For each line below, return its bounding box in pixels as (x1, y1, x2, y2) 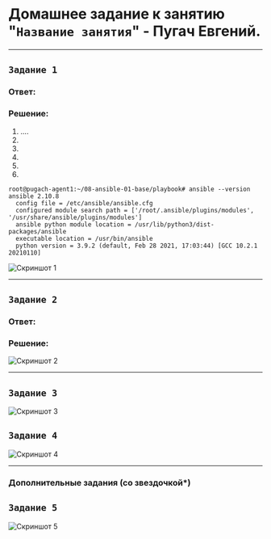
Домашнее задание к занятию (8, 5, 226, 23)
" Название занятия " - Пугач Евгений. (8, 22, 261, 40)
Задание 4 (8, 430, 58, 441)
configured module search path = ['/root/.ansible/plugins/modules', (15, 206, 254, 214)
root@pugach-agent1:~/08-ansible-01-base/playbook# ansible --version (8, 185, 251, 193)
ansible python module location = (15, 220, 131, 229)
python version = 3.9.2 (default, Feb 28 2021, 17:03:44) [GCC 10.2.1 (15, 242, 258, 250)
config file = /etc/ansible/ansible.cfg (15, 199, 153, 207)
